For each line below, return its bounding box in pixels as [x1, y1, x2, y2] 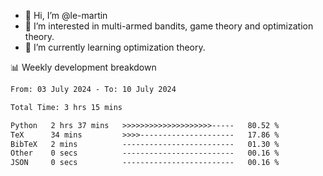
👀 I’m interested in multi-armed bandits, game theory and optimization [24, 20, 314, 32]
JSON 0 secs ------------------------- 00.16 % [10, 158, 280, 168]
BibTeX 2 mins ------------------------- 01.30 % [10, 139, 280, 149]
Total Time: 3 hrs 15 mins [10, 102, 123, 112]
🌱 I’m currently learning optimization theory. [24, 41, 206, 53]
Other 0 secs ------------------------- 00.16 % [10, 148, 280, 159]
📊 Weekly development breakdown [10, 61, 157, 73]
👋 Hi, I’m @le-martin [24, 10, 108, 21]
